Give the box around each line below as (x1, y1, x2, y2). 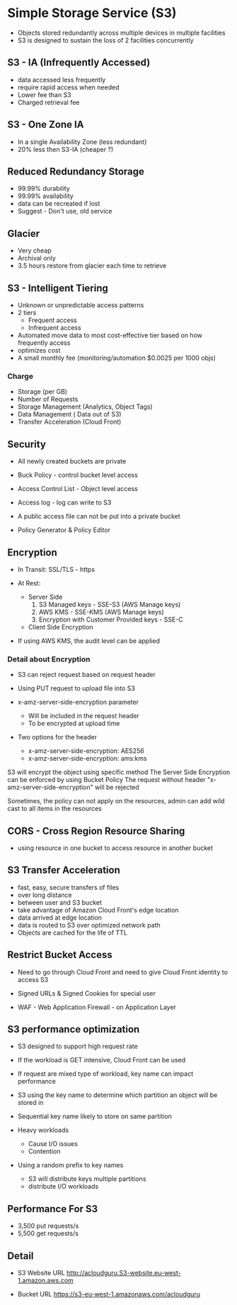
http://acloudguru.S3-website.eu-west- (66, 1269, 182, 1277)
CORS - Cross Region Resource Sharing (7, 825, 185, 837)
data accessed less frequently (17, 75, 106, 84)
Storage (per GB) (17, 387, 68, 396)
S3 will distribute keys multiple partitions (28, 1174, 146, 1183)
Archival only (17, 254, 57, 263)
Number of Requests (17, 395, 79, 404)
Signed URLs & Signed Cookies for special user (17, 989, 156, 998)
